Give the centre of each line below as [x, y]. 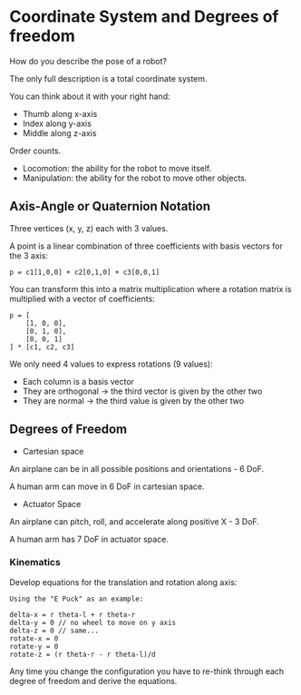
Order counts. [35, 151]
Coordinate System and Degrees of [144, 17]
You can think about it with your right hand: [90, 96]
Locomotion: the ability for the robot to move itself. [117, 168]
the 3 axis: [29, 255]
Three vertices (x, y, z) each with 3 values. [89, 228]
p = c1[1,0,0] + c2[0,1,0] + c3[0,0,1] [85, 272]
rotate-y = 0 [34, 646]
